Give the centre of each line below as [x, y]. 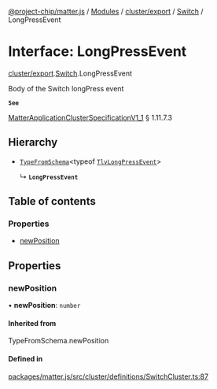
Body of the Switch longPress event [66, 88]
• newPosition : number [44, 306]
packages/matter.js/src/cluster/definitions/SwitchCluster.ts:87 [108, 376]
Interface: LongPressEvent [97, 52]
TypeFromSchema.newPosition [59, 341]
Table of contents [52, 201]
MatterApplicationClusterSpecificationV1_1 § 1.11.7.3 [90, 117]
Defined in [26, 358]
